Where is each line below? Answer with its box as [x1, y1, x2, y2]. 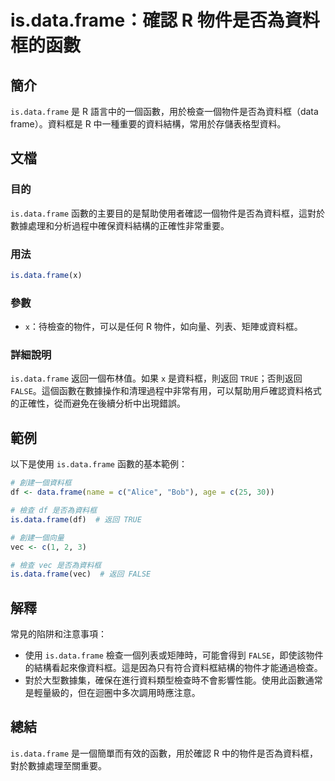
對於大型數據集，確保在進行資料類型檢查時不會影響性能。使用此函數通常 [24, 674, 323, 686]
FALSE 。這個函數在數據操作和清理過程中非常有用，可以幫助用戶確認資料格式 [10, 385, 322, 397]
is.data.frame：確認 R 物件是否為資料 [10, 9, 320, 32]
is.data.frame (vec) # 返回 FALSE [10, 569, 152, 580]
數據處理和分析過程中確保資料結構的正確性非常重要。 [10, 219, 230, 231]
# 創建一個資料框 [10, 478, 72, 488]
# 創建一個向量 [10, 532, 65, 543]
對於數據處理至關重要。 [10, 759, 107, 771]
